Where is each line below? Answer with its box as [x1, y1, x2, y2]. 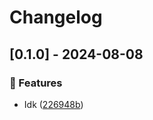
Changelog [9, 6, 103, 29]
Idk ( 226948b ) [23, 98, 84, 110]
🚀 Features [9, 76, 63, 90]
